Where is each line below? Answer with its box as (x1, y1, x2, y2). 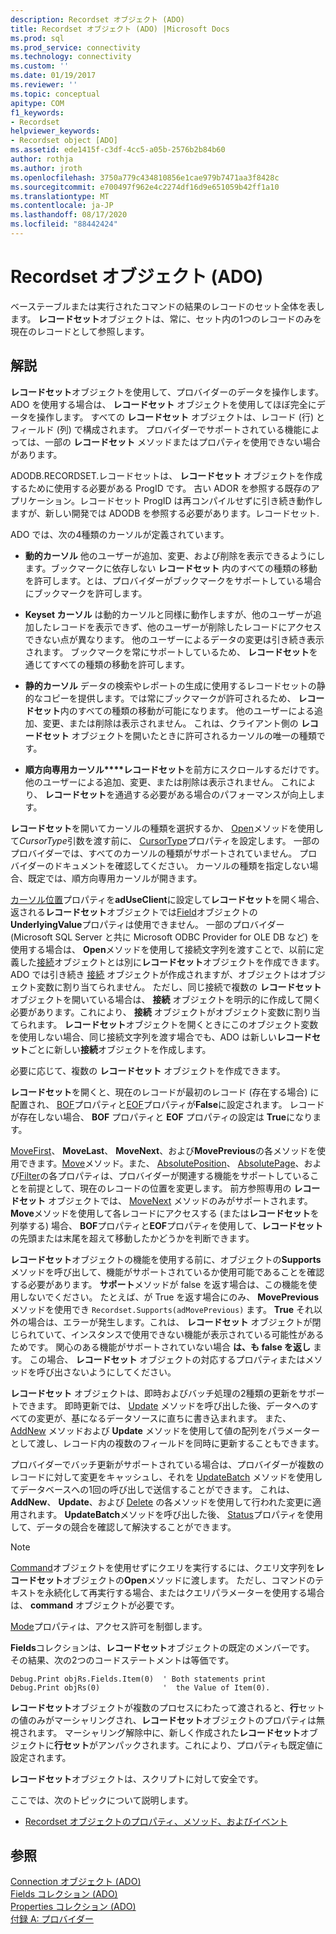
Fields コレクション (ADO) (10, 1888, 118, 1900)
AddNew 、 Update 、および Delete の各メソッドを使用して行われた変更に (10, 1496, 313, 1508)
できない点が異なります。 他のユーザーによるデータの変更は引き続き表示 (24, 633, 325, 645)
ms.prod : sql (10, 33, 65, 43)
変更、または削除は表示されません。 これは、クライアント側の (42, 717, 299, 729)
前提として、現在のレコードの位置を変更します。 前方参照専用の (27, 1182, 292, 1194)
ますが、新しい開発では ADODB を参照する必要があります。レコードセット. (10, 507, 320, 519)
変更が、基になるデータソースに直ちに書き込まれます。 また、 (36, 1412, 292, 1424)
